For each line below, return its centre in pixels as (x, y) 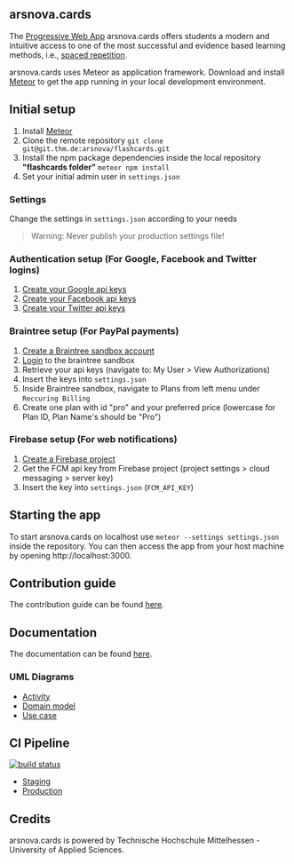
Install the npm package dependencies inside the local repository (142, 157)
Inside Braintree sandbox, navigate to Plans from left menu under (141, 388)
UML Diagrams (42, 677)
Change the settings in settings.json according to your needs (123, 218)
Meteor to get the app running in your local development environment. (138, 81)
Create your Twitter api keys (74, 308)
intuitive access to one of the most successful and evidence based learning (147, 45)
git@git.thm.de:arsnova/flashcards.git (96, 149)
